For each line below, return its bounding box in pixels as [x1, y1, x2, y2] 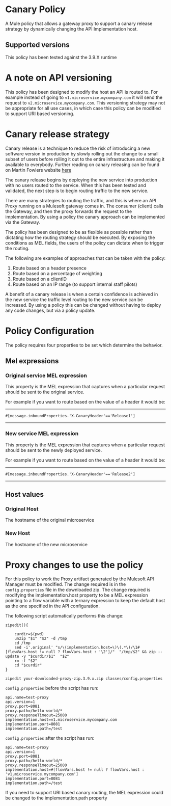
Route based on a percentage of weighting [12, 270, 103, 276]
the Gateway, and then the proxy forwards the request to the [5, 208, 132, 214]
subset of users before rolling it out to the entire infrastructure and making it [5, 156, 165, 162]
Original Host [5, 505, 39, 513]
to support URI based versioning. [5, 111, 75, 117]
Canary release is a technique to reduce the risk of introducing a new [5, 145, 151, 151]
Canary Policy [5, 4, 66, 15]
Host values [5, 490, 44, 499]
